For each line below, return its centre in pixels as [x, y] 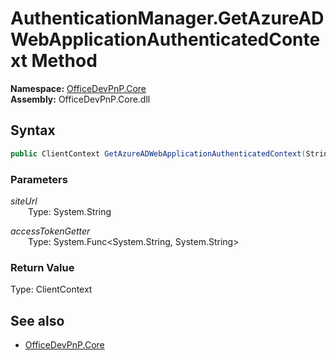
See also [37, 320]
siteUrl [24, 201]
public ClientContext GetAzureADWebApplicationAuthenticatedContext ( [158, 153]
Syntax [33, 130]
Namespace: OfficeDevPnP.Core [78, 88]
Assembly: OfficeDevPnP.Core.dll [80, 99]
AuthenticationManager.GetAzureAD [167, 18]
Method [64, 61]
